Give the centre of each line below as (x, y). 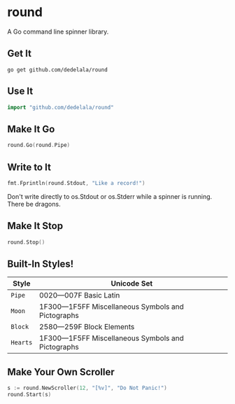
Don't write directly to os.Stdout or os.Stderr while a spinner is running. (110, 196)
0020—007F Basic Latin (80, 295)
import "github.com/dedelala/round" (60, 107)
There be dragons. (34, 204)
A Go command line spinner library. (58, 32)
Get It (19, 54)
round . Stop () (26, 242)
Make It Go (31, 129)
